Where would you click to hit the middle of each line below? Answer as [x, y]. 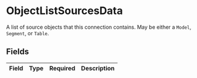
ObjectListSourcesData [64, 11]
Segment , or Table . [28, 33]
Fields [18, 52]
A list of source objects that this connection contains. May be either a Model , [99, 27]
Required [62, 68]
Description [98, 68]
